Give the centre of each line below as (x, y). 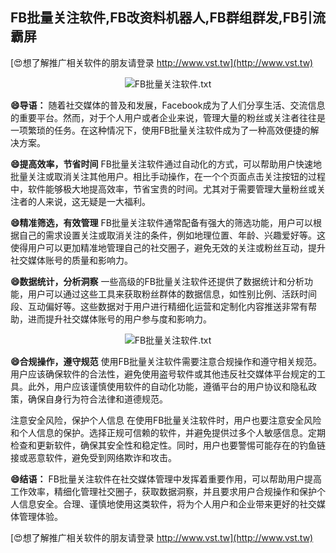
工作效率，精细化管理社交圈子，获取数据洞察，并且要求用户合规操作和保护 (163, 491)
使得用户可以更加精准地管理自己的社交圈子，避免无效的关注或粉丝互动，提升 (168, 247)
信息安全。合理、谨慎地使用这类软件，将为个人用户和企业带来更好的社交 (167, 504)
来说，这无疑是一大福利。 (97, 201)
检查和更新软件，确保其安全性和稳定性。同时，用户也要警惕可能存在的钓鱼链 (168, 445)
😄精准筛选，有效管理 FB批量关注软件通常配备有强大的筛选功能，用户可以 (161, 222)
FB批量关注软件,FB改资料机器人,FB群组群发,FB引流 (168, 18)
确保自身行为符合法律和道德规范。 (97, 399)
